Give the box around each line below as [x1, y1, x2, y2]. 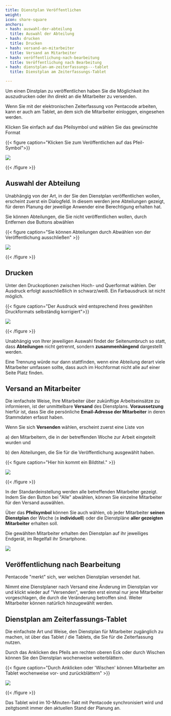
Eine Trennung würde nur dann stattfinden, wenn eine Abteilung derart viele [5, 359, 165, 365]
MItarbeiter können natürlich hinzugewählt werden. [5, 600, 114, 606]
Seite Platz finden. [5, 370, 44, 376]
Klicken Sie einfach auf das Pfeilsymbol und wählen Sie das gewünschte [5, 124, 158, 130]
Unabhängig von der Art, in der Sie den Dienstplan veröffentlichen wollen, [5, 192, 161, 199]
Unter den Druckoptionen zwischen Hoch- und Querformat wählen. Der [5, 282, 156, 288]
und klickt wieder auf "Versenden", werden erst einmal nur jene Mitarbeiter [5, 589, 163, 595]
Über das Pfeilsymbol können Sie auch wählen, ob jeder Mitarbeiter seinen [5, 510, 165, 516]
